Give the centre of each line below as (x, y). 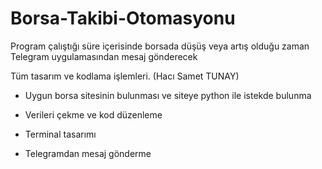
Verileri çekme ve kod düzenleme (93, 114)
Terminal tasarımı (60, 134)
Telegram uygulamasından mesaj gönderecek (104, 56)
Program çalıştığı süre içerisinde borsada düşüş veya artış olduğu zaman (160, 46)
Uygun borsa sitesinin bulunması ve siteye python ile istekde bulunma (168, 95)
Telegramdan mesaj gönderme (88, 153)
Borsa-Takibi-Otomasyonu (123, 18)
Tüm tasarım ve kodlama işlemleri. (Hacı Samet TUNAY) (125, 76)
